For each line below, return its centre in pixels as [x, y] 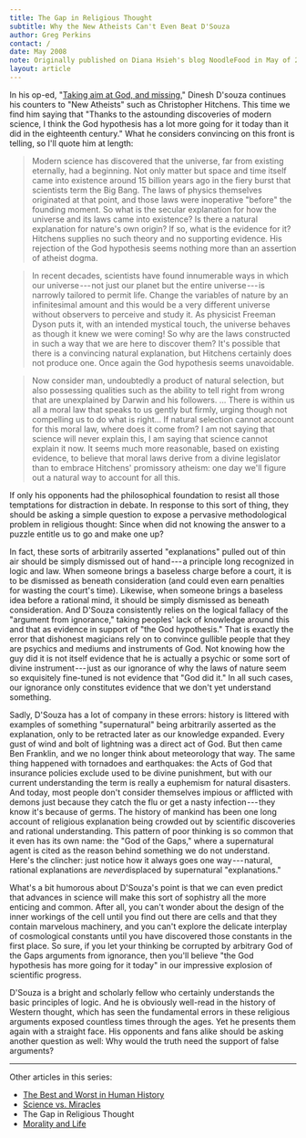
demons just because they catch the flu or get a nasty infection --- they [143, 802]
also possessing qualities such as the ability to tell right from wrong [158, 390]
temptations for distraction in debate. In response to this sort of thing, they [149, 505]
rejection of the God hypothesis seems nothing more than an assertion [164, 248]
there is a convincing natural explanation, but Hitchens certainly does [162, 353]
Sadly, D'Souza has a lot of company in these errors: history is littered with [149, 715]
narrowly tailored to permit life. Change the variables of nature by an [160, 295]
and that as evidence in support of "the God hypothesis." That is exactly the [152, 629]
